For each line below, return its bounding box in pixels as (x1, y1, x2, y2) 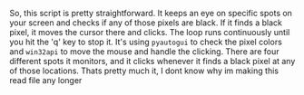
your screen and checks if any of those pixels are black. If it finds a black (9, 17, 283, 28)
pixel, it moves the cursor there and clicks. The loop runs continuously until (9, 27, 290, 37)
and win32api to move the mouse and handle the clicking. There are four (9, 46, 279, 57)
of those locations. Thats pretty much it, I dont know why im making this (9, 65, 279, 76)
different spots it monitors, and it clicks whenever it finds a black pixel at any (9, 56, 296, 66)
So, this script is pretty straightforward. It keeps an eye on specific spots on (9, 8, 293, 18)
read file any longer (9, 75, 83, 85)
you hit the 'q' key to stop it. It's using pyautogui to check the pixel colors (9, 36, 283, 47)
